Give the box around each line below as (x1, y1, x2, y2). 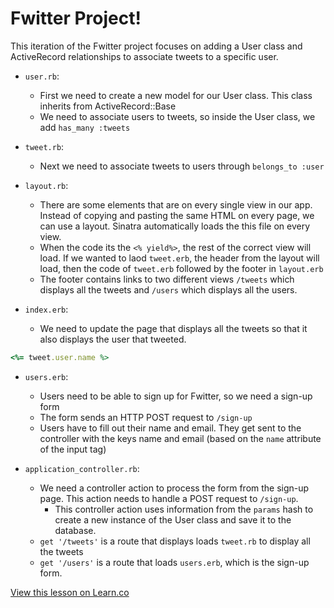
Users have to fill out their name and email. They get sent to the (39, 422, 302, 434)
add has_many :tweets (39, 121, 131, 133)
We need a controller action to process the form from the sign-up (39, 482, 310, 494)
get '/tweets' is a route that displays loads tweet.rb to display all (39, 535, 311, 547)
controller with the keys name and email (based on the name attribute (39, 432, 322, 444)
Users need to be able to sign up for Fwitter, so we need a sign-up (39, 390, 313, 402)
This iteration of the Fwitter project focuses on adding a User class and (10, 40, 303, 52)
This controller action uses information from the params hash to (54, 503, 314, 515)
